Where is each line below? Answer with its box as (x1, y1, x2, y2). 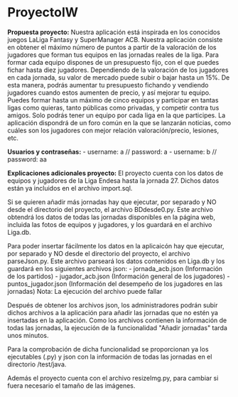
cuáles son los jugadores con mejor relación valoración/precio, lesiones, (7, 126, 219, 134)
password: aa (7, 154, 48, 164)
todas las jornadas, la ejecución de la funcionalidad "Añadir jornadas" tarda (7, 323, 227, 332)
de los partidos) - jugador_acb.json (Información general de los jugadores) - (7, 272, 230, 280)
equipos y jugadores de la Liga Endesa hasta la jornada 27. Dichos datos (7, 176, 220, 185)
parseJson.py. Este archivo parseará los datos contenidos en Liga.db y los (7, 257, 225, 265)
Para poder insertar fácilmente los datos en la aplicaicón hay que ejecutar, (7, 241, 225, 250)
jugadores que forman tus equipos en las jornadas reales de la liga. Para (7, 51, 219, 59)
